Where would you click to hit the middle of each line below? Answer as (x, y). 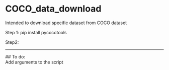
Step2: (12, 42)
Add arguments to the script (34, 62)
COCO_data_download (53, 9)
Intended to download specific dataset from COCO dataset (66, 23)
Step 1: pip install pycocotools (36, 32)
